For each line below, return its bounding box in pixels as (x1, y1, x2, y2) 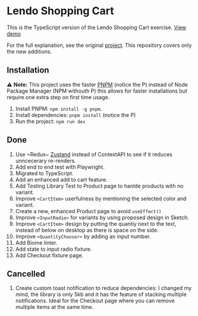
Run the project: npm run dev (15, 118, 86, 125)
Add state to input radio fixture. (15, 245, 92, 252)
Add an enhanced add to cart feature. (15, 176, 108, 183)
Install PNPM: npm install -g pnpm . (15, 105, 102, 112)
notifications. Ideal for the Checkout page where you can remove (15, 297, 175, 304)
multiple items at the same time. (15, 304, 94, 311)
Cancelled (7, 268, 45, 279)
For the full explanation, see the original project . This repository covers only (7, 42, 192, 49)
